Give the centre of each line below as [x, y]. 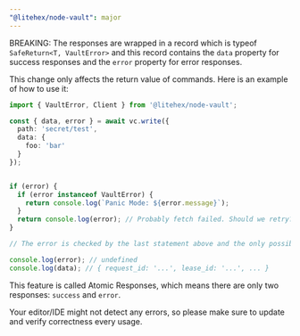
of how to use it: [39, 88]
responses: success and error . [65, 294]
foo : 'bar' [46, 146]
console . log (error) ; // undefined [74, 259]
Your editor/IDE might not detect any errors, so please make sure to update [147, 312]
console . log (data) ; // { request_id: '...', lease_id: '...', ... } [139, 268]
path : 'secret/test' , [58, 129]
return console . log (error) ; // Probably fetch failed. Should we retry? [155, 219]
